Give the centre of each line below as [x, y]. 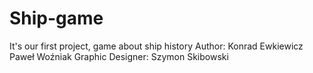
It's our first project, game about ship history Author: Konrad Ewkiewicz [156, 46]
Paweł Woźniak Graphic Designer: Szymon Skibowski [119, 56]
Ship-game [56, 18]
